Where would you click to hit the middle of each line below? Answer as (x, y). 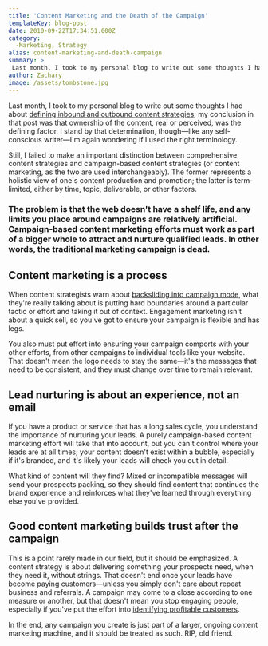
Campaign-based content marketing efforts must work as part (132, 229)
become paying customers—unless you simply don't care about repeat (125, 584)
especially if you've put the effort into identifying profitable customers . (124, 609)
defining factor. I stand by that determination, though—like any (111, 131)
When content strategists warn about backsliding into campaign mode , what (134, 295)
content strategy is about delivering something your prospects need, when (131, 566)
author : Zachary (35, 75)
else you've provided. (44, 501)
